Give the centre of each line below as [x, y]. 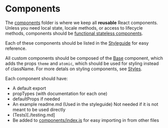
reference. [16, 48]
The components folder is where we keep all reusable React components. [81, 23]
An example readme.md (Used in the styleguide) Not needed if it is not [85, 104]
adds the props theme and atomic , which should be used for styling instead [82, 63]
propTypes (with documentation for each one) [60, 93]
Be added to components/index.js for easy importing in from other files [86, 120]
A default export [29, 88]
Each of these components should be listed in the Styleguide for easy [77, 43]
